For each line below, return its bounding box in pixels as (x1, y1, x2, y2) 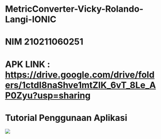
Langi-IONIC (5, 14, 57, 25)
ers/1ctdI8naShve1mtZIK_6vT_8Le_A (5, 79, 156, 91)
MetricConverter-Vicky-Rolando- (5, 3, 143, 15)
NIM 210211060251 (5, 36, 84, 47)
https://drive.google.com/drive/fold (5, 69, 155, 80)
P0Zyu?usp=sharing (5, 90, 91, 101)
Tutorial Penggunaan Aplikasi (5, 112, 128, 123)
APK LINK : (5, 59, 50, 69)
